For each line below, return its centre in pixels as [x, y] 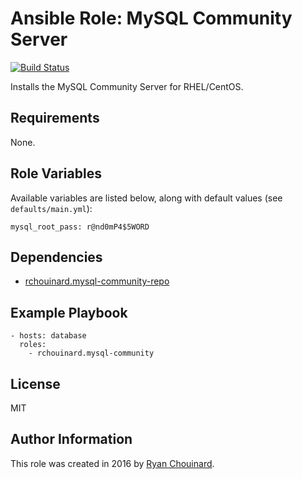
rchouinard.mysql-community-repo [97, 281]
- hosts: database [48, 336]
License [35, 383]
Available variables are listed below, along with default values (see [146, 198]
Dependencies [56, 257]
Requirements [55, 118]
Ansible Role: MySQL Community [151, 18]
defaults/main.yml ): [51, 208]
